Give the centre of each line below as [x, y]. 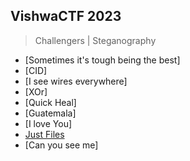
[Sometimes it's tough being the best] [102, 60]
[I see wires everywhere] [76, 81]
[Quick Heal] [50, 102]
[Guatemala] [50, 113]
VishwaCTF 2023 [66, 16]
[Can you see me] [61, 145]
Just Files [44, 134]
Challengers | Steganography [95, 40]
